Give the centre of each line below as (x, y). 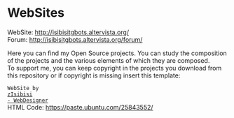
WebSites (36, 13)
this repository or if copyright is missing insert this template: (94, 75)
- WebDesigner (28, 100)
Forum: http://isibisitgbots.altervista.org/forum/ (75, 39)
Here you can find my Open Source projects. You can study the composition (117, 53)
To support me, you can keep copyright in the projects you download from (115, 68)
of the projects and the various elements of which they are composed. (109, 60)
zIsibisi (20, 94)
